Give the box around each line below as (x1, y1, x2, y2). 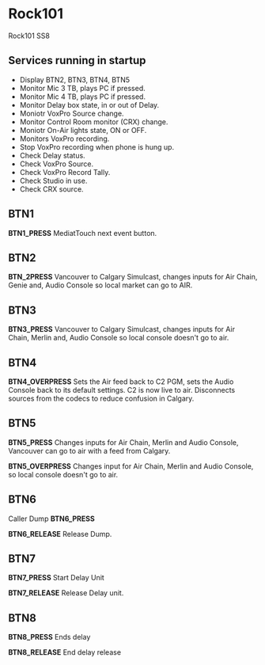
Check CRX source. (19, 184, 85, 194)
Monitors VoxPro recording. (19, 134, 110, 143)
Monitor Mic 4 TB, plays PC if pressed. (19, 92, 146, 101)
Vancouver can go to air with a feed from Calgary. (8, 446, 171, 455)
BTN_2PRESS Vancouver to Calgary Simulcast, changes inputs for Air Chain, (8, 272, 258, 282)
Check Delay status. (19, 150, 85, 160)
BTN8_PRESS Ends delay (8, 633, 91, 642)
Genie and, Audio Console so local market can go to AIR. (8, 280, 193, 290)
